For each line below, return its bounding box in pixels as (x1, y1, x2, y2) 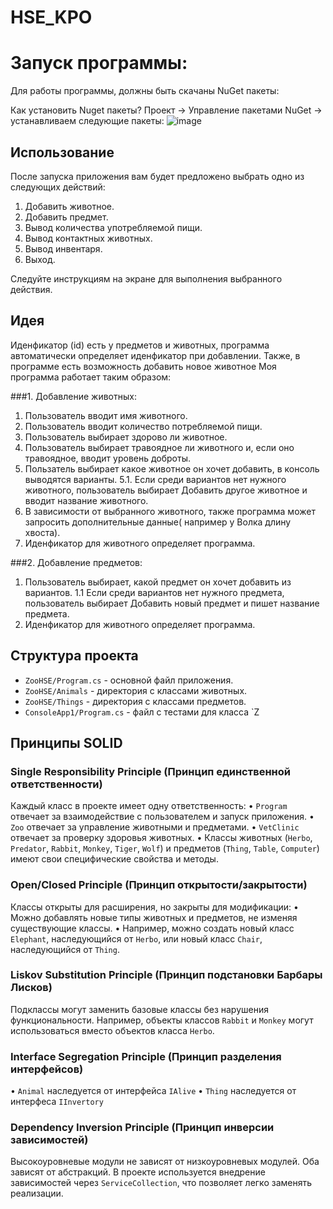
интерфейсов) (10, 1062, 84, 1076)
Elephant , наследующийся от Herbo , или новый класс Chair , (10, 932, 263, 945)
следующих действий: (10, 181, 106, 193)
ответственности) (10, 777, 103, 791)
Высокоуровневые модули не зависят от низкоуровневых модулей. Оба (10, 1156, 320, 1168)
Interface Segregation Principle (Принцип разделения (10, 1049, 282, 1063)
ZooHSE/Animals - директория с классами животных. (24, 684, 248, 696)
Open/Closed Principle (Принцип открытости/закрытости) (10, 878, 308, 892)
